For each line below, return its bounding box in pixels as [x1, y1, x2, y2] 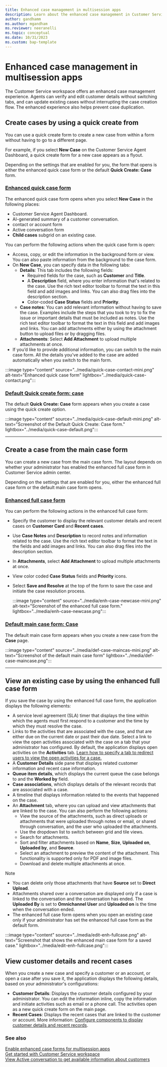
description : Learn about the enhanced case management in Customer [5, 12, 150, 17]
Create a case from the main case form [5, 446, 128, 454]
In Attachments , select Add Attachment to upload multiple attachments [12, 558, 161, 564]
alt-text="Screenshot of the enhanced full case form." [12, 603, 123, 609]
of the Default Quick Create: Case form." [42, 421, 125, 427]
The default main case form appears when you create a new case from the [5, 632, 158, 638]
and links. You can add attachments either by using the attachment [19, 325, 157, 331]
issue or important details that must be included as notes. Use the [19, 315, 155, 321]
